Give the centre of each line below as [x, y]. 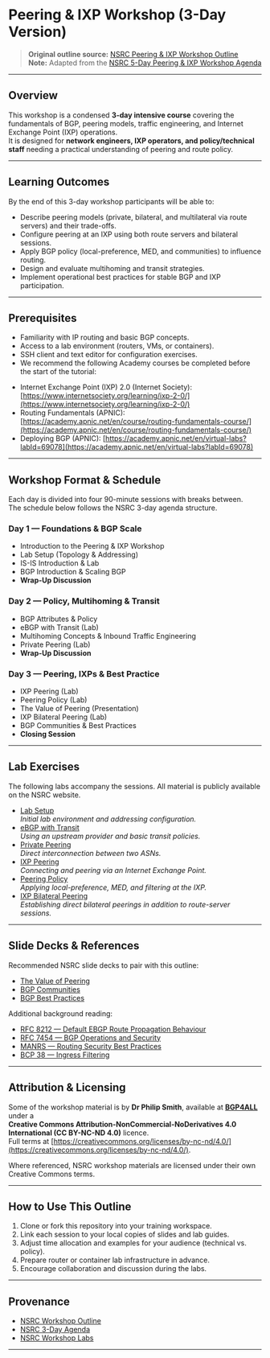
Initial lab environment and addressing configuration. [108, 819]
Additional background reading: [61, 1013]
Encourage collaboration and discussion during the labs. [113, 1269]
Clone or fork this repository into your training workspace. [116, 1226]
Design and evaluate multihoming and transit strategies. [112, 268]
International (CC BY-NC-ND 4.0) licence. [79, 1133]
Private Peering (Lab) [55, 644]
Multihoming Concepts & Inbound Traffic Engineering [108, 636]
